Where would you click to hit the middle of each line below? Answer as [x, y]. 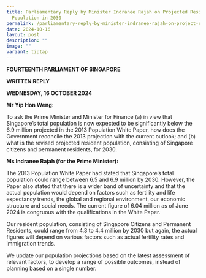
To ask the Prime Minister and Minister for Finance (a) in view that [90, 116]
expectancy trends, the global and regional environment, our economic [96, 199]
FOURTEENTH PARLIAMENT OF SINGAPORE [63, 69]
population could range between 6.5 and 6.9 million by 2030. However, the [101, 179]
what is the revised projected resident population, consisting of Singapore [100, 143]
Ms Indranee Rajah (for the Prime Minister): [63, 161]
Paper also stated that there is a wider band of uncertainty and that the [96, 186]
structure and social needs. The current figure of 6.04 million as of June [97, 205]
